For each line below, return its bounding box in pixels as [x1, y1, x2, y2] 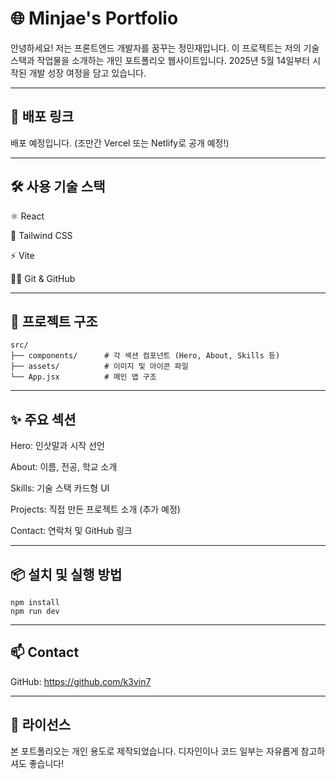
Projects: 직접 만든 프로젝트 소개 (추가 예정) [10, 503, 181, 516]
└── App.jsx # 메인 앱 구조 [10, 372, 157, 382]
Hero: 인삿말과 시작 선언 [10, 440, 105, 452]
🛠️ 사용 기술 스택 [10, 178, 106, 196]
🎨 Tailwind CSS [10, 229, 73, 241]
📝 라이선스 [10, 717, 72, 734]
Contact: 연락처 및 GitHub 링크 [10, 525, 133, 537]
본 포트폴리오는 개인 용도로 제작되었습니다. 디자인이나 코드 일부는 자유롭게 [10, 745, 299, 757]
